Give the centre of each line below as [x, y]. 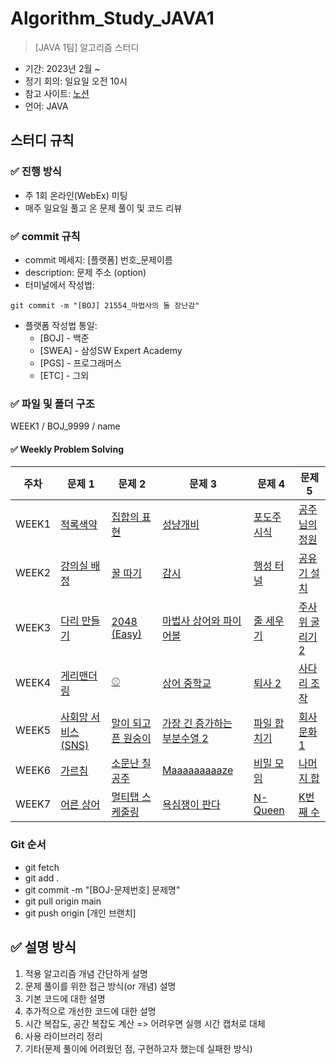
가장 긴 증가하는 [197, 724]
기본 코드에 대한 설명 [65, 998]
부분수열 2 [185, 739]
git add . [42, 878]
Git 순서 [28, 845]
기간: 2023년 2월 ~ [62, 68]
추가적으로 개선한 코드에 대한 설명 [90, 1011]
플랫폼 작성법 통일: [61, 325]
